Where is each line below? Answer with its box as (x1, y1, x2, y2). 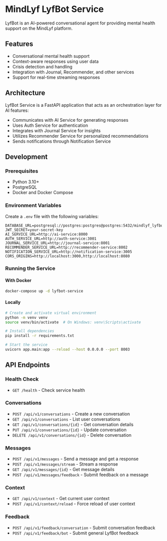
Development (5, 152, 48, 161)
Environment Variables (5, 202, 62, 209)
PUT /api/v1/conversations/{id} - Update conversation (12, 427, 127, 433)
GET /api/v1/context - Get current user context (12, 496, 110, 502)
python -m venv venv (5, 315, 48, 320)
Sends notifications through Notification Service (12, 138, 111, 144)
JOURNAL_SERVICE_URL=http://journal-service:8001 (5, 241, 110, 246)
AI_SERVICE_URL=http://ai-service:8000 (5, 232, 88, 237)
